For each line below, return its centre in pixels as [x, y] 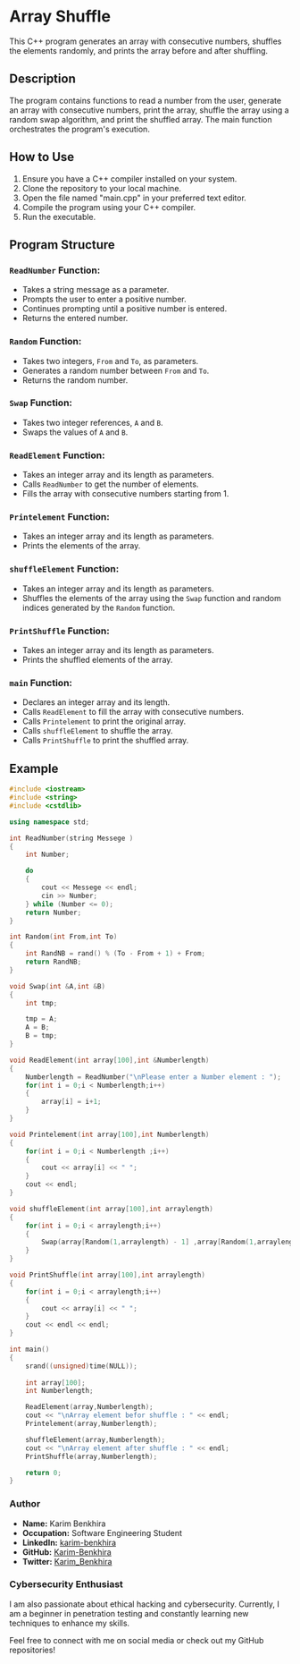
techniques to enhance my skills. [70, 1623]
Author [25, 1504]
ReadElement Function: [57, 455]
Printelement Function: [59, 517]
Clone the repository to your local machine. [101, 188]
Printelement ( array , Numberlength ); [92, 1424]
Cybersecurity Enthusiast [66, 1584]
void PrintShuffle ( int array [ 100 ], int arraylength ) [107, 1275]
